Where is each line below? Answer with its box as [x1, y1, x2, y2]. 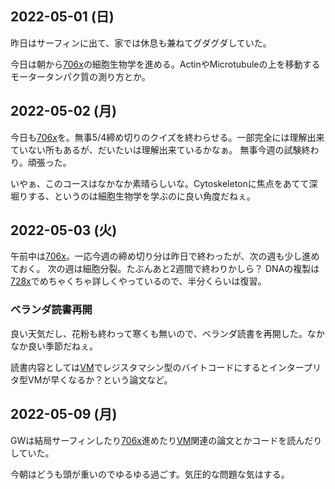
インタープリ [268, 361, 322, 373]
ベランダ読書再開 [10, 303, 93, 317]
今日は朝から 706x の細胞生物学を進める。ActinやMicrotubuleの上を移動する [10, 58, 321, 70]
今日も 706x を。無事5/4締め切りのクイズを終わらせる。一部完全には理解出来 [10, 131, 325, 143]
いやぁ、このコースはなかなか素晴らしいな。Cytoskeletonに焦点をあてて [10, 177, 310, 189]
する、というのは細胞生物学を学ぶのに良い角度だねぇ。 [27, 190, 256, 202]
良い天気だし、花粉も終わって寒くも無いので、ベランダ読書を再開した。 [10, 327, 308, 339]
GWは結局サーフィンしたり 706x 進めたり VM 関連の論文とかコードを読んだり [10, 434, 323, 446]
